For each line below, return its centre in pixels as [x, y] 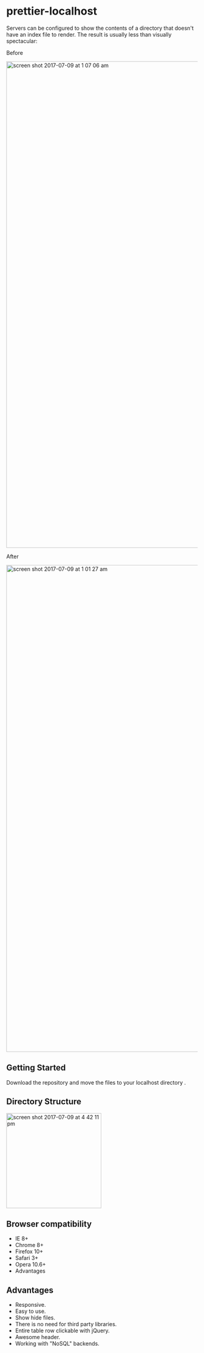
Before [15, 52]
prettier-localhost [52, 11]
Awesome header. [38, 1337]
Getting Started [36, 1068]
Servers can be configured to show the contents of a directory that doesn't [100, 28]
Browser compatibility [49, 1224]
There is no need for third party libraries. [66, 1324]
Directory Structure [44, 1102]
